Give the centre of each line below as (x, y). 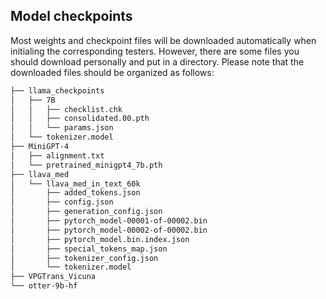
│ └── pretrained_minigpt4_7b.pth (86, 165)
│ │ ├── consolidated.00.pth (80, 119)
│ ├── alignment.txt (57, 155)
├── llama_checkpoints (57, 90)
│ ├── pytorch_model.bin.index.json (100, 239)
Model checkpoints (71, 16)
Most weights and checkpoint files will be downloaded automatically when (163, 40)
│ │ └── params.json (62, 128)
